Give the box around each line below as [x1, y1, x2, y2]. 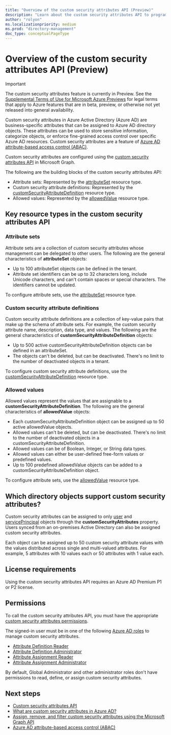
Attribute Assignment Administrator [12, 659, 87, 665]
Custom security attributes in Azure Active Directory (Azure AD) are [5, 117, 148, 123]
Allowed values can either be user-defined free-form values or [12, 451, 144, 457]
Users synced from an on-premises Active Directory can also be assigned [5, 524, 160, 531]
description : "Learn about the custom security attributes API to [5, 12, 149, 17]
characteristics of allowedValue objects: [5, 409, 91, 415]
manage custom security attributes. [5, 633, 80, 639]
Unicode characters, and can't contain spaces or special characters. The [12, 276, 166, 282]
